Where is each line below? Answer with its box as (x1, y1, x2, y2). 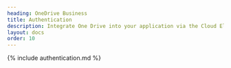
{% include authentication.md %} (7, 54, 102, 62)
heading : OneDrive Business (7, 10, 88, 17)
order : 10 (7, 35, 36, 42)
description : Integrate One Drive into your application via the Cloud (7, 22, 217, 29)
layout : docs (7, 29, 45, 36)
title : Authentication (7, 16, 72, 23)
